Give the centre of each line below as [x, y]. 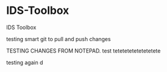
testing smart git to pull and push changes [58, 39]
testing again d [25, 62]
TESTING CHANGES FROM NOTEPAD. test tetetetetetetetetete [83, 51]
